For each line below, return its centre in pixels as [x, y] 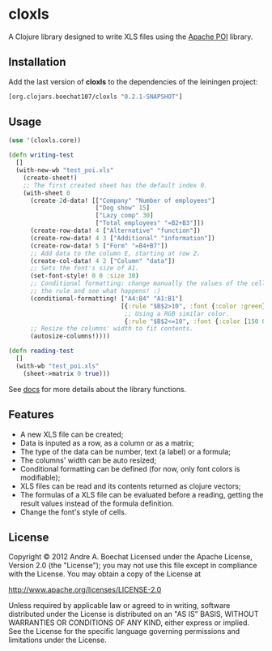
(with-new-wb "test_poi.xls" [65, 170]
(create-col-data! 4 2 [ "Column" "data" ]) [102, 261]
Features [31, 415]
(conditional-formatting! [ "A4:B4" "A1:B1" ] [106, 298]
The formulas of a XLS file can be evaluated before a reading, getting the [142, 494]
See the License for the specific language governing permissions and [124, 632]
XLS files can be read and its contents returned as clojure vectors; [130, 486]
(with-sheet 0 [47, 193]
